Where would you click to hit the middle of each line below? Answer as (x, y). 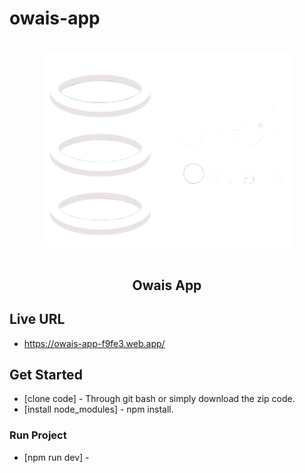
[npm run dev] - (56, 457)
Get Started (46, 375)
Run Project (38, 435)
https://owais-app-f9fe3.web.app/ (94, 343)
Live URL (37, 319)
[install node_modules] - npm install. (98, 409)
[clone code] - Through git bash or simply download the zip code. (159, 399)
